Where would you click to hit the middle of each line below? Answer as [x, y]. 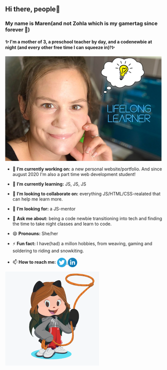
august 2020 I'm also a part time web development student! [74, 174]
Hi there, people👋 [33, 9]
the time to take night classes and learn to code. [62, 224]
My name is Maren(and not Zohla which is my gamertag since [81, 24]
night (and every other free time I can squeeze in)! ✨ [60, 47]
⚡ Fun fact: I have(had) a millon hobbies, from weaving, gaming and [82, 243]
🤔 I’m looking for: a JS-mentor [44, 209]
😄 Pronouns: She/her [35, 233]
